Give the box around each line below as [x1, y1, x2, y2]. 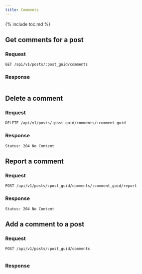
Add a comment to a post [5, 220, 85, 228]
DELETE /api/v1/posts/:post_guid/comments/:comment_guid [5, 121, 126, 126]
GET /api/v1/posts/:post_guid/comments [5, 62, 88, 67]
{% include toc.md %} [5, 21, 51, 27]
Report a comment [5, 157, 64, 165]
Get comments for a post [5, 36, 84, 44]
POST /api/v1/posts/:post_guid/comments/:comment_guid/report [5, 183, 137, 188]
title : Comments [5, 7, 39, 13]
